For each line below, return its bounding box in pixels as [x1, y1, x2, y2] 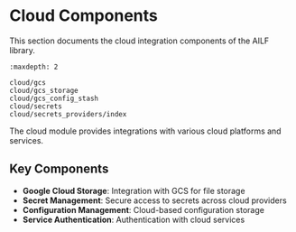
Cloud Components [9, 5, 158, 26]
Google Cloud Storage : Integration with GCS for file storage [22, 185, 245, 196]
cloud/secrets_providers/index [9, 109, 127, 118]
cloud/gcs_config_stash [9, 94, 99, 103]
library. [9, 44, 36, 55]
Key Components [9, 162, 109, 177]
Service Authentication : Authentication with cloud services [22, 214, 245, 225]
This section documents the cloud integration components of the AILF [9, 35, 270, 46]
